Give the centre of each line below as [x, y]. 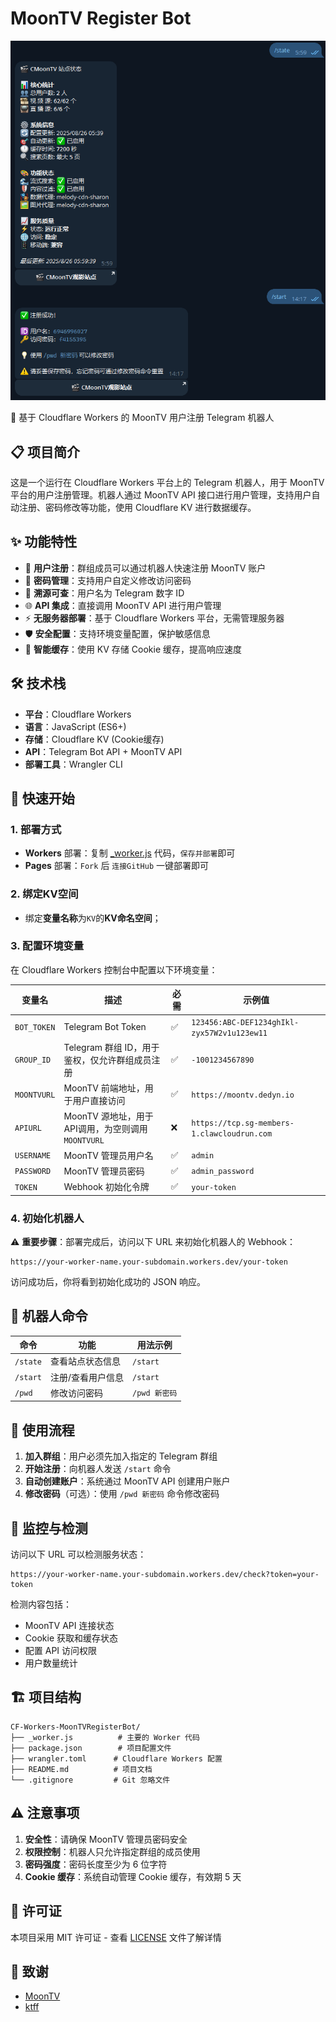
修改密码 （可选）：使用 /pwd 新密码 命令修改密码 [122, 1494]
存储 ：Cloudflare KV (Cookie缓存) [94, 739]
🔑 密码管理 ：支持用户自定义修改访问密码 [108, 580]
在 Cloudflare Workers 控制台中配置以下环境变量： [114, 969]
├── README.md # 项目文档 [81, 1769]
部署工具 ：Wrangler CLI [73, 764]
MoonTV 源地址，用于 [108, 1116]
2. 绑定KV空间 [44, 894]
